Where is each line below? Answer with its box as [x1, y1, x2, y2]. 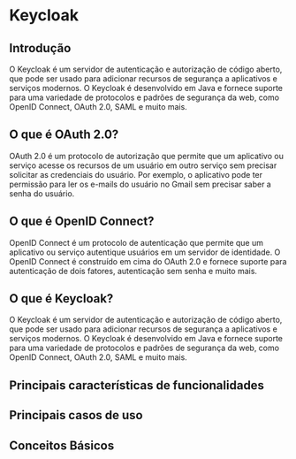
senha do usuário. [9, 187, 75, 199]
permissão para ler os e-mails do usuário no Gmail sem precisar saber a [9, 179, 271, 189]
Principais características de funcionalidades [9, 378, 265, 393]
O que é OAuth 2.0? [9, 127, 119, 142]
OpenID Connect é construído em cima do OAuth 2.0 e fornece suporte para [9, 256, 287, 266]
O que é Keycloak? [9, 291, 114, 306]
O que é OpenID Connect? [9, 214, 155, 229]
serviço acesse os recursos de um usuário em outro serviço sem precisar [9, 160, 277, 171]
